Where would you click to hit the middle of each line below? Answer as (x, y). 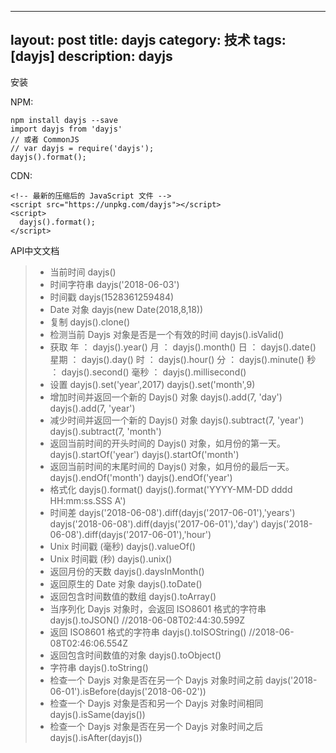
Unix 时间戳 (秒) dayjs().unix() (111, 558)
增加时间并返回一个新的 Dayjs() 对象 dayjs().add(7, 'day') (166, 397)
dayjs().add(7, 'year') (92, 408)
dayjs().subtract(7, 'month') (105, 431)
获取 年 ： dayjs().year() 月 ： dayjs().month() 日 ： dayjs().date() (183, 347)
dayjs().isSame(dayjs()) (97, 714)
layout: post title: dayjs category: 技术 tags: (148, 40)
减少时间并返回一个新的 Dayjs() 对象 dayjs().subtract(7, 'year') (177, 420)
